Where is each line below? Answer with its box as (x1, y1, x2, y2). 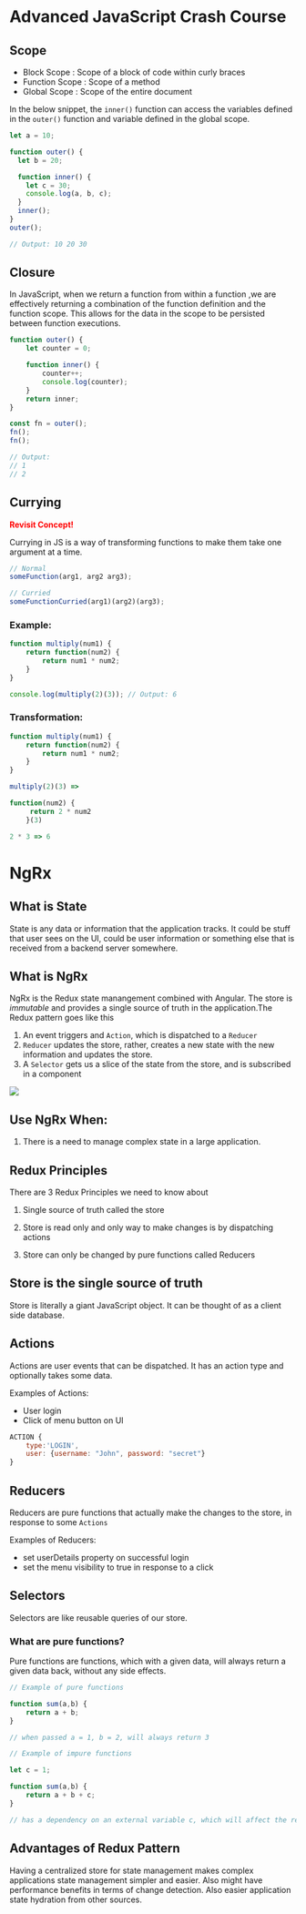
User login (22, 1405, 62, 1416)
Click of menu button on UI (22, 1414, 125, 1426)
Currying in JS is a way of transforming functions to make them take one (9, 536, 282, 547)
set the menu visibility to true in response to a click (22, 1562, 214, 1573)
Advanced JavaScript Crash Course (9, 6, 287, 27)
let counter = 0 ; (25, 344, 92, 353)
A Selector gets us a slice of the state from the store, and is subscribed (22, 1059, 291, 1070)
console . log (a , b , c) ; (25, 189, 112, 199)
